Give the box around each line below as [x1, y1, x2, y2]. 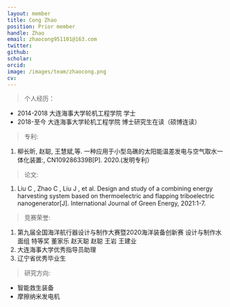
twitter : [7, 42, 32, 49]
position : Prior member [7, 23, 76, 30]
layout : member [7, 10, 51, 17]
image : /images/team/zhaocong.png [7, 68, 107, 75]
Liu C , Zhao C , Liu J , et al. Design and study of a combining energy [17, 184, 213, 193]
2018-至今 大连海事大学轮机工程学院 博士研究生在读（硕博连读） [17, 118, 201, 126]
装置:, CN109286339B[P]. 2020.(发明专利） [29, 156, 153, 164]
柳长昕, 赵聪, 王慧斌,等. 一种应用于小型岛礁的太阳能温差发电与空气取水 [17, 147, 218, 156]
